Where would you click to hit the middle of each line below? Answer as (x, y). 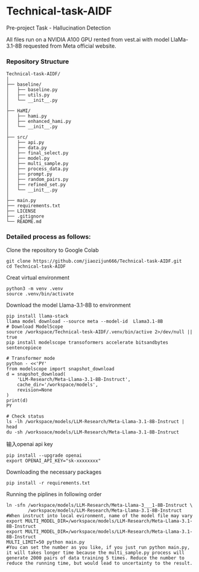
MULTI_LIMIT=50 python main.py (46, 542)
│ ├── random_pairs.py (37, 180)
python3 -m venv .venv (35, 288)
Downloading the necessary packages (54, 472)
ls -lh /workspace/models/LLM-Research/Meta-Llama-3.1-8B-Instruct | (96, 421)
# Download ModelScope (35, 327)
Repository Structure (38, 61)
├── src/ (17, 137)
